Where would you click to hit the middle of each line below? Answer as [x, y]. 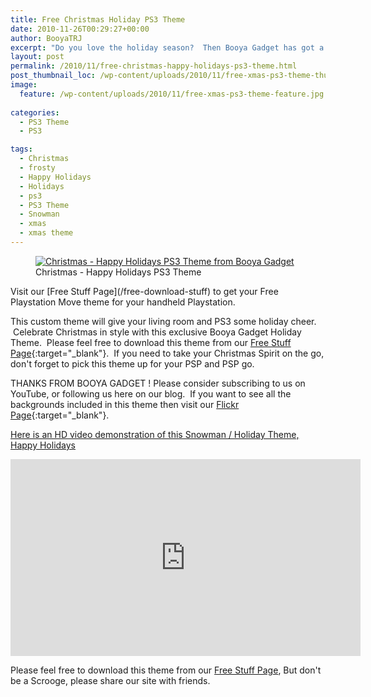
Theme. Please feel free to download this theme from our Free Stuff [151, 342]
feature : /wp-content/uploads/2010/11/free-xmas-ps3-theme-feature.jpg [172, 94]
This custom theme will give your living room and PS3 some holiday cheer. [163, 321]
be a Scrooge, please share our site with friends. [110, 680]
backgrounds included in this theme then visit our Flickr [125, 404]
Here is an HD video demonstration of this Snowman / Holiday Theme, [155, 434]
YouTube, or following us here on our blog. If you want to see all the [151, 393]
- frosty [37, 168]
